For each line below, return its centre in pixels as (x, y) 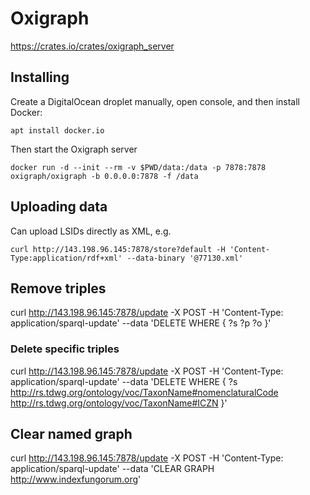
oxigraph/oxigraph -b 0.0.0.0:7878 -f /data (104, 176)
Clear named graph (71, 434)
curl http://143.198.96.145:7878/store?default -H (118, 249)
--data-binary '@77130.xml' (185, 258)
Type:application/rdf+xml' (66, 258)
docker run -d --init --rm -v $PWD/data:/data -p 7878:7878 (138, 167)
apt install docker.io (57, 130)
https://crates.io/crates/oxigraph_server (92, 46)
